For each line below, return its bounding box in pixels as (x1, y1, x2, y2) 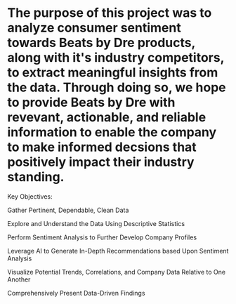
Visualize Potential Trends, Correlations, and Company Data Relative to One (7, 267, 226, 276)
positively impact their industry (7, 154, 195, 170)
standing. (7, 169, 65, 185)
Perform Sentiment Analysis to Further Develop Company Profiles (7, 233, 197, 242)
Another (7, 275, 31, 284)
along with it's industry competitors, (7, 50, 225, 66)
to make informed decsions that (7, 139, 197, 155)
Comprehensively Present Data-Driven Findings (7, 289, 145, 297)
